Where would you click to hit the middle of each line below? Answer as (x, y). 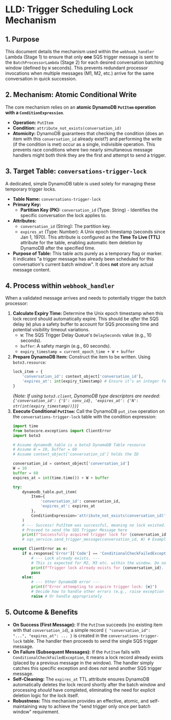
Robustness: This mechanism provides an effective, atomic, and (81, 701)
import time (25, 426)
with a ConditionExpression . (35, 112)
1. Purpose (22, 39)
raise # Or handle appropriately (67, 596)
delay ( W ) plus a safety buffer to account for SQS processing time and (86, 324)
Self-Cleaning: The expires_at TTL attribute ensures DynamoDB (81, 679)
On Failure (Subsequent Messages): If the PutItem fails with (76, 652)
